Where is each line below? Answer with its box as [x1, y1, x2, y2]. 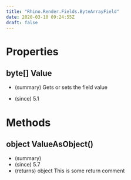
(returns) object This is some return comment [14, 167, 125, 174]
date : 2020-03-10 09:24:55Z [6, 14, 75, 20]
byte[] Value [6, 68, 52, 78]
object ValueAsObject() [6, 139, 94, 149]
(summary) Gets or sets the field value [14, 84, 108, 91]
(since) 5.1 [14, 95, 39, 102]
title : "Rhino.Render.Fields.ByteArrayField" [6, 8, 119, 15]
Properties [6, 45, 59, 58]
